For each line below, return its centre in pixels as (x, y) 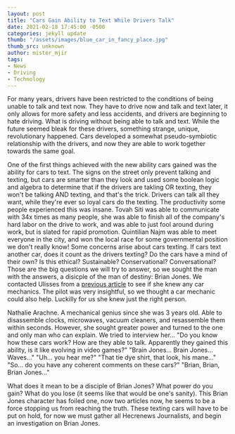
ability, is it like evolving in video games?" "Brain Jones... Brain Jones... (110, 350)
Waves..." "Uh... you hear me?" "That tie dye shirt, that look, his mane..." (112, 357)
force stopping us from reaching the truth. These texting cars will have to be (118, 409)
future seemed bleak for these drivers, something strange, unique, (103, 129)
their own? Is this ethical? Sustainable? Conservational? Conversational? (112, 262)
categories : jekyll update (47, 33)
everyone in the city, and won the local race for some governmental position (118, 239)
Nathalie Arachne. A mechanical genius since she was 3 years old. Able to (115, 313)
